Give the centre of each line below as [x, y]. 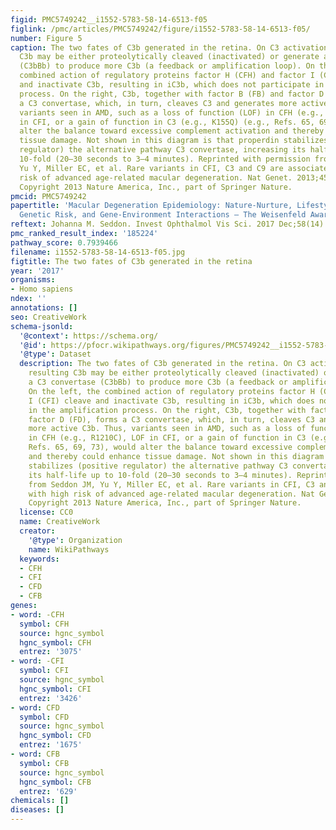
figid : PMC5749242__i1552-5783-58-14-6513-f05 [109, 19]
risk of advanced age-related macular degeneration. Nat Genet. [156, 177]
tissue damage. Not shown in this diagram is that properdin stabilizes [174, 141]
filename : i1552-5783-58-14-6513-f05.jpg [98, 252]
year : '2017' [37, 271]
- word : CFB [35, 754]
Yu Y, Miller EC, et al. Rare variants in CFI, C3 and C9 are [151, 168]
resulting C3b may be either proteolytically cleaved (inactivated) [174, 373]
